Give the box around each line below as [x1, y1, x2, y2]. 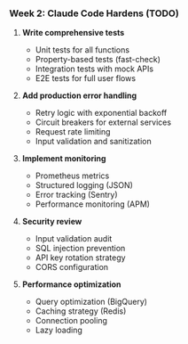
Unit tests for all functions [35, 45, 130, 55]
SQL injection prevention [35, 243, 126, 254]
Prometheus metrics [35, 170, 110, 181]
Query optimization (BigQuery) [35, 297, 148, 307]
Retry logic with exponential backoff [35, 108, 168, 119]
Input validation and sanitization [35, 136, 153, 147]
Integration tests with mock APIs [35, 63, 153, 74]
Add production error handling [21, 90, 137, 101]
